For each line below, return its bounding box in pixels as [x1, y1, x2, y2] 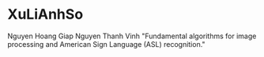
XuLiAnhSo [7, 5, 84, 23]
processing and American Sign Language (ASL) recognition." [7, 39, 206, 48]
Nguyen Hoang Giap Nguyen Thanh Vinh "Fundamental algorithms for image [7, 31, 257, 41]
